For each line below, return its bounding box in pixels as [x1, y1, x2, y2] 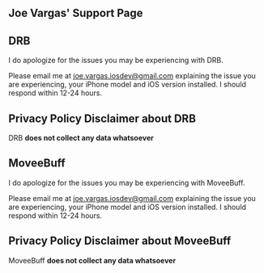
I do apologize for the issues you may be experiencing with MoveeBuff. [8, 178, 245, 187]
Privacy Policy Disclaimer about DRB [8, 111, 197, 125]
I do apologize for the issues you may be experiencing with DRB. [8, 56, 224, 65]
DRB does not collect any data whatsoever [8, 133, 154, 143]
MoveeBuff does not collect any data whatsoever [8, 255, 177, 265]
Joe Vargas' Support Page [8, 6, 143, 20]
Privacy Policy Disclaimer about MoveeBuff [8, 234, 232, 248]
